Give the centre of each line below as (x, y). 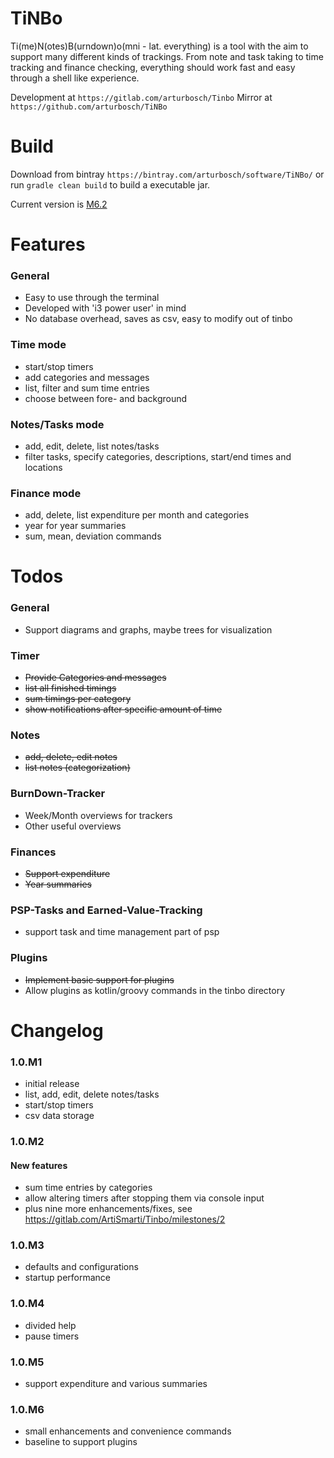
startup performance (67, 1278)
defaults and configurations (81, 1267)
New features (39, 1165)
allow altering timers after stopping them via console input (144, 1198)
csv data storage (59, 1115)
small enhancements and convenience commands (128, 1431)
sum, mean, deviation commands (93, 536)
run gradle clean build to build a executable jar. (110, 184)
